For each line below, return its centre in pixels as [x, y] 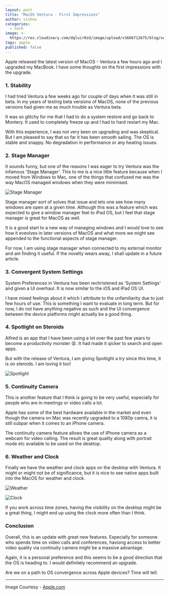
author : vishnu [21, 19]
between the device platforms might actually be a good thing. [69, 314]
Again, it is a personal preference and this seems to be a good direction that [84, 557]
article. [12, 259]
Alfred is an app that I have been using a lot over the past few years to [78, 338]
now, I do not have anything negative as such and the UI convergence [77, 309]
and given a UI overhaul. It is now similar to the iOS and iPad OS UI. [75, 288]
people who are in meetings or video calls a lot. [54, 403]
